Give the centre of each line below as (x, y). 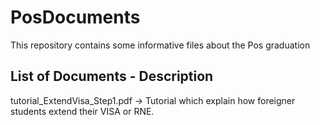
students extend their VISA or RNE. (82, 111)
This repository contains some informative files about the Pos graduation (160, 45)
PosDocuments (75, 17)
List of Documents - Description (112, 76)
